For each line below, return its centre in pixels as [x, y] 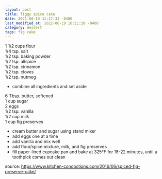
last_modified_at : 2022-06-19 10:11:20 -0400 [52, 23]
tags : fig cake [20, 32]
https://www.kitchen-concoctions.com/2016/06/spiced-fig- [81, 166]
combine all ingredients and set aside [49, 86]
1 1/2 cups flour [20, 46]
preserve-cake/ [21, 171]
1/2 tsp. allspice [21, 62]
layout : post [18, 9]
